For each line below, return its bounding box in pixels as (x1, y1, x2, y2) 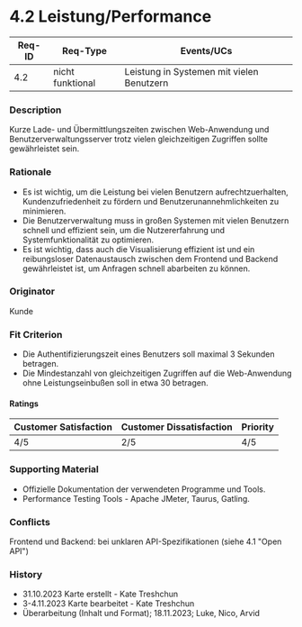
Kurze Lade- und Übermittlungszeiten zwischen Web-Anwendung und (9, 124, 270, 135)
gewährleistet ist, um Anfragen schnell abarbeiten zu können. (22, 263, 251, 274)
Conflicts (9, 515, 51, 528)
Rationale (9, 166, 52, 178)
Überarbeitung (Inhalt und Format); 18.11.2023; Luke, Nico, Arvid (22, 608, 261, 619)
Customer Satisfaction (13, 421, 112, 433)
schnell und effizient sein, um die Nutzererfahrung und (22, 224, 226, 235)
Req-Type (62, 44, 108, 57)
